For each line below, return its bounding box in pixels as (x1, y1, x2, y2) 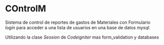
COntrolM (5, 3, 46, 14)
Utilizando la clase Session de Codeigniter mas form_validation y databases (5, 34, 160, 40)
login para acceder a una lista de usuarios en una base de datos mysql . (5, 24, 151, 30)
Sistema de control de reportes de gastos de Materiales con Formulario (5, 19, 151, 25)
